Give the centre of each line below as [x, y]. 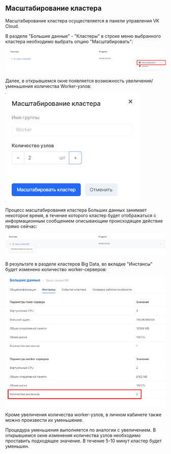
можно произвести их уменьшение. [45, 420]
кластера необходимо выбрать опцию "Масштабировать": [69, 41]
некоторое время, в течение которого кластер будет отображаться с [81, 215]
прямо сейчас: [21, 226]
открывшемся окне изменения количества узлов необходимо [73, 435]
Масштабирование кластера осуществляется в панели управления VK [82, 20]
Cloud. [12, 26]
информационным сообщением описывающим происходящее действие [84, 221]
